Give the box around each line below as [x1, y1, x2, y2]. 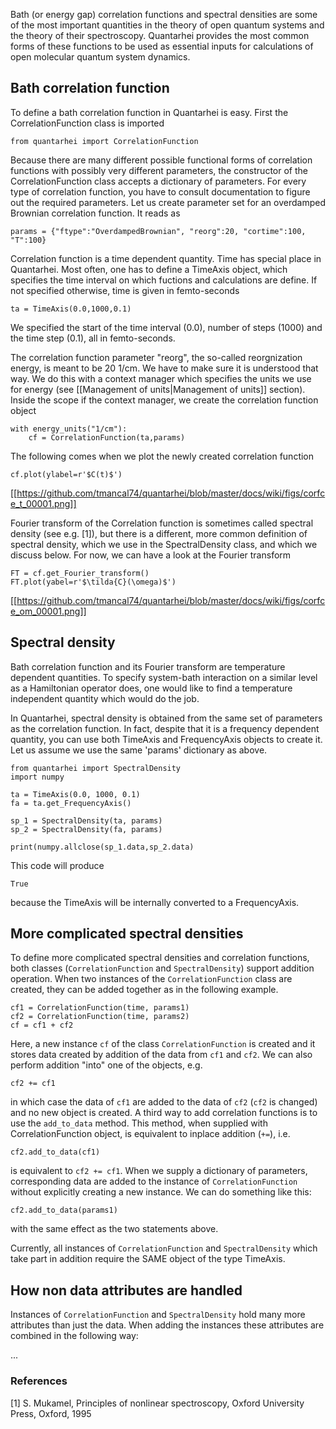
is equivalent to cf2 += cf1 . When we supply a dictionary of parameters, [10, 1165, 308, 1177]
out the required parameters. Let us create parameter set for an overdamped [10, 196, 326, 208]
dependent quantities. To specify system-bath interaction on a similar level [10, 671, 318, 683]
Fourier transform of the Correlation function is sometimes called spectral [10, 517, 314, 529]
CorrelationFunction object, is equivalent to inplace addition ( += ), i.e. [10, 1128, 291, 1140]
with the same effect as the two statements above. [10, 1223, 219, 1235]
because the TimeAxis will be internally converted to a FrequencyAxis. [10, 896, 300, 908]
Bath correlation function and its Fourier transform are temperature [10, 660, 286, 673]
